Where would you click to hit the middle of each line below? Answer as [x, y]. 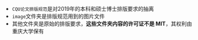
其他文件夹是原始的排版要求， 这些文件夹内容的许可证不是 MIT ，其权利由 [102, 24]
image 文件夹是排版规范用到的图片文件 [58, 16]
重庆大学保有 [28, 31]
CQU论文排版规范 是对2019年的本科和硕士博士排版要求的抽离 [83, 9]
